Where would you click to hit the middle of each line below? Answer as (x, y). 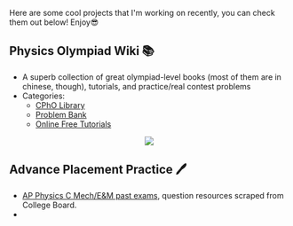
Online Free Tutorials (73, 124)
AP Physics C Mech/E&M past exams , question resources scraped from (153, 195)
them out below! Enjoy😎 (54, 22)
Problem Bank (61, 114)
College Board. (49, 205)
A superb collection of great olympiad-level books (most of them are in (152, 77)
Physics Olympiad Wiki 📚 (82, 51)
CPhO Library (60, 105)
